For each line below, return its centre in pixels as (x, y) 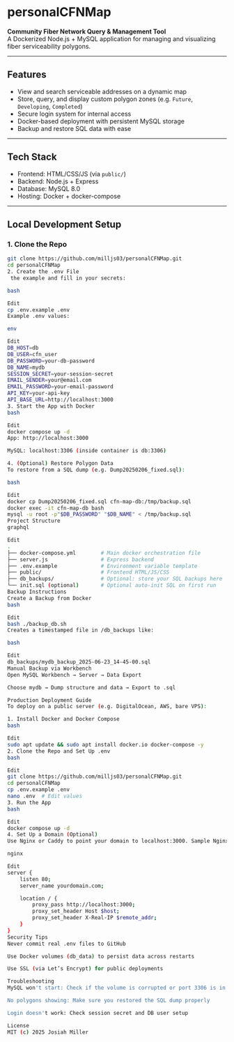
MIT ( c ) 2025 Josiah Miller (48, 1032)
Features (27, 75)
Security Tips (28, 937)
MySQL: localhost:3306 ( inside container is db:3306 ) (87, 451)
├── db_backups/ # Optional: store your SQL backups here (115, 579)
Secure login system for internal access (74, 114)
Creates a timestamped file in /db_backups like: (81, 630)
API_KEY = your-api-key (39, 393)
